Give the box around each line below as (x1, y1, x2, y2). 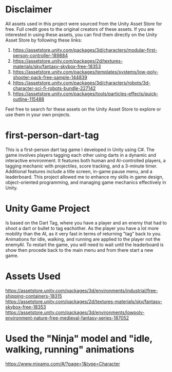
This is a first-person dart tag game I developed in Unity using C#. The (5, 146, 155, 153)
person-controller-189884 (12, 52, 68, 59)
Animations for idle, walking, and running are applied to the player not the (5, 236, 161, 242)
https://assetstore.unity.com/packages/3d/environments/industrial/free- (5, 287, 158, 293)
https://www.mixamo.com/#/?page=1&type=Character (5, 361, 120, 367)
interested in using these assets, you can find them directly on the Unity (5, 31, 158, 38)
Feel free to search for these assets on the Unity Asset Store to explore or (5, 106, 161, 112)
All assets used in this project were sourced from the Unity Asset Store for (5, 21, 162, 27)
